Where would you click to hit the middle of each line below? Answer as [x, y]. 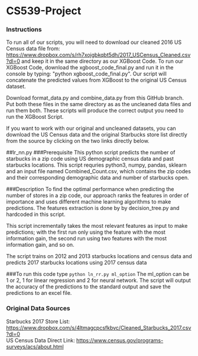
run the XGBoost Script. [35, 117]
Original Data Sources [38, 309]
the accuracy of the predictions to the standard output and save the [88, 287]
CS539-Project [44, 11]
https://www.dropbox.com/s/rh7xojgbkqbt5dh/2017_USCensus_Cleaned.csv [98, 55]
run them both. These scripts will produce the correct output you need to [95, 110]
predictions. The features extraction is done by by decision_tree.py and [93, 208]
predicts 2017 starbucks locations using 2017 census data [77, 263]
